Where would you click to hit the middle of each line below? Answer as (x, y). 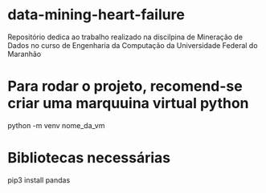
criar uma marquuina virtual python (129, 104)
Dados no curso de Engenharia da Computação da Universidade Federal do (133, 45)
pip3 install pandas (39, 180)
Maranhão (25, 54)
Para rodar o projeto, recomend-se (125, 86)
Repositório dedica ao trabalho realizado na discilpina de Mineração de (125, 37)
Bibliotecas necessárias (89, 158)
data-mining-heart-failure (96, 15)
